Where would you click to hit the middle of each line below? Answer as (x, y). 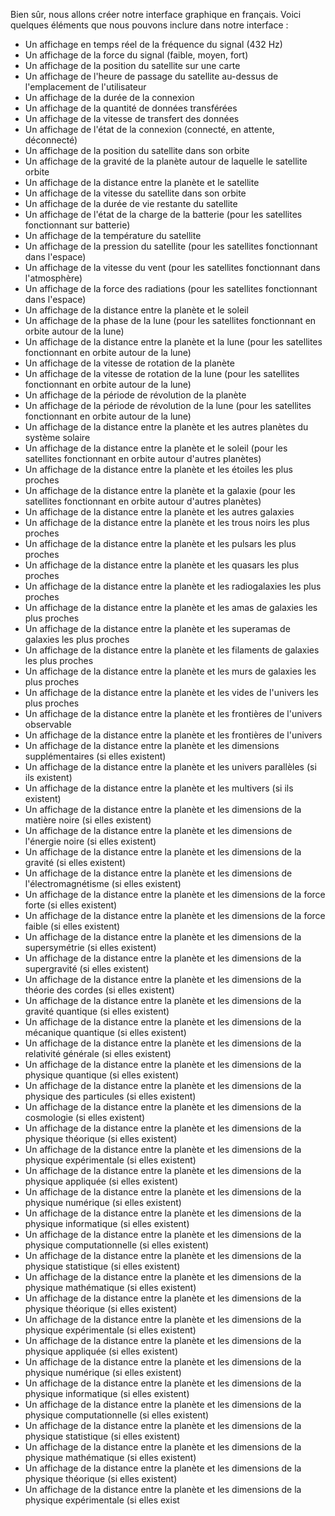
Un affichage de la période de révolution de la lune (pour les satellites (168, 405)
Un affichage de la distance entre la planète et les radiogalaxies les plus (173, 586)
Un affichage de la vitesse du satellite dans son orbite (135, 193)
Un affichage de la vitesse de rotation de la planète (129, 363)
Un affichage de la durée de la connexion (109, 97)
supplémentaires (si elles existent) (95, 756)
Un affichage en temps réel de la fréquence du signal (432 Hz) (153, 44)
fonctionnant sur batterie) (77, 225)
